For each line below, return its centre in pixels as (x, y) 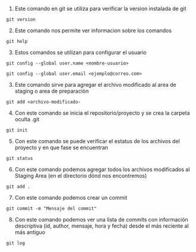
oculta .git (27, 119)
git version (21, 20)
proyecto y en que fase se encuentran (61, 147)
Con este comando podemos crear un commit (71, 198)
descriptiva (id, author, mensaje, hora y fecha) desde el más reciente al (102, 226)
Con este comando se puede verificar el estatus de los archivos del (97, 141)
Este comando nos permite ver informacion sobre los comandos (93, 30)
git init (17, 130)
